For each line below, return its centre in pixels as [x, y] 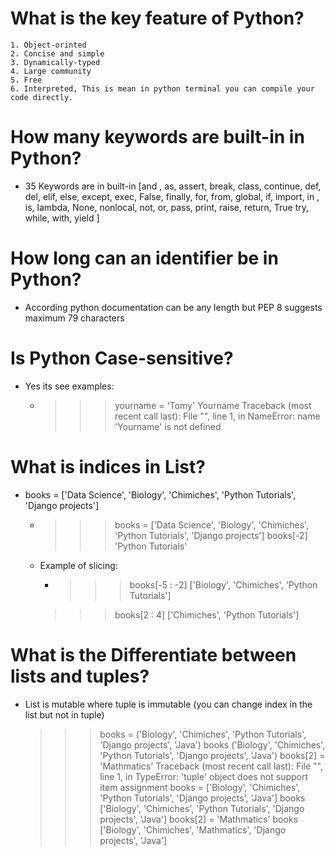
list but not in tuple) [64, 714]
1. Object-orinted [48, 45]
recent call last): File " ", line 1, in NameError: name [217, 416]
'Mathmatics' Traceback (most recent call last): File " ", [211, 766]
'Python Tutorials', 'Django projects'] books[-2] [211, 535]
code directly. [42, 97]
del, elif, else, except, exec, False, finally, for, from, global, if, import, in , [172, 196]
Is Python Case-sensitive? [122, 358]
